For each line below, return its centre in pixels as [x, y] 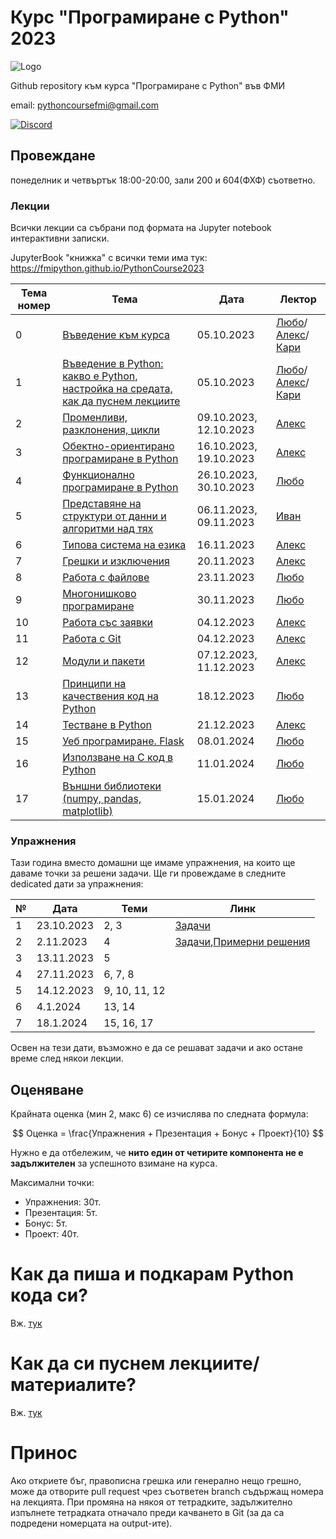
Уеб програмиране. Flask [123, 741]
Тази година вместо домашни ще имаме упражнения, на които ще [153, 863]
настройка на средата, [117, 389]
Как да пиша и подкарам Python [152, 1274]
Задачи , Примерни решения [242, 942]
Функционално [98, 475]
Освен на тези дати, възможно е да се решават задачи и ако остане [156, 1048]
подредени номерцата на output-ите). [91, 1523]
